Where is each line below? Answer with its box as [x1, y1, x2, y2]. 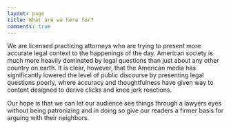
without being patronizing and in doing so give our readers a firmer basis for [7, 106, 224, 115]
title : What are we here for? [7, 17, 94, 23]
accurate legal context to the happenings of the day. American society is [7, 49, 214, 57]
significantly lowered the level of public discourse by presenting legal [7, 71, 204, 79]
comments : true [7, 23, 51, 30]
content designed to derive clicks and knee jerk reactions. [7, 86, 172, 94]
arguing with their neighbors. [7, 114, 90, 122]
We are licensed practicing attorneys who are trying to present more [7, 42, 201, 50]
